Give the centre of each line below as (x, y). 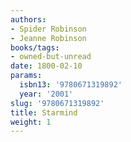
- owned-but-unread (51, 57)
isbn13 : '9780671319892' (71, 85)
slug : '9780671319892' (57, 103)
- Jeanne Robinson (48, 38)
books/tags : (35, 47)
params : (26, 76)
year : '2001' (46, 94)
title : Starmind (44, 112)
